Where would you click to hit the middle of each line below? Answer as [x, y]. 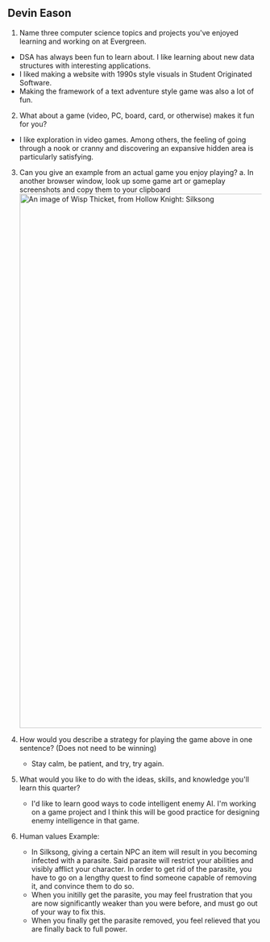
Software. [35, 82]
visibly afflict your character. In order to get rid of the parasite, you [141, 869]
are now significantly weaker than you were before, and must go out [145, 903]
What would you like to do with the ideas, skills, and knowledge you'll [134, 779]
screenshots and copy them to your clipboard [95, 190]
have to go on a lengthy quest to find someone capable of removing [144, 877]
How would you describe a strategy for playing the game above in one [136, 739]
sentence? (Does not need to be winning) [88, 748]
